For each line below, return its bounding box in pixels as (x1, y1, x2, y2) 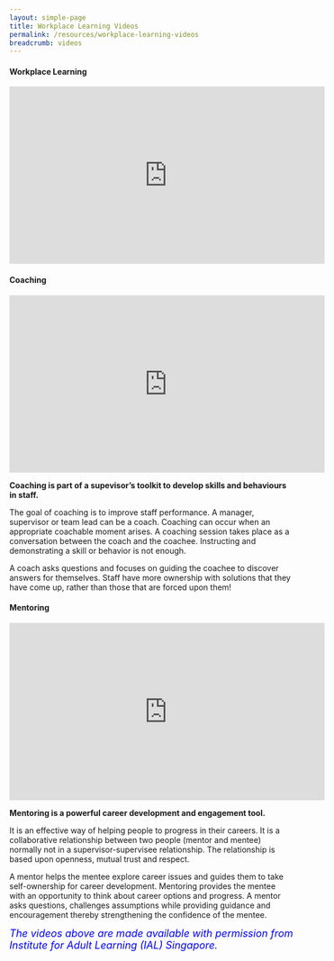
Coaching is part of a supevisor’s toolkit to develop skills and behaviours (9, 479, 287, 491)
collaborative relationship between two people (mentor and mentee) (9, 834, 262, 845)
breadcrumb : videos (9, 38, 83, 48)
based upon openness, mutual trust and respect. (9, 853, 190, 865)
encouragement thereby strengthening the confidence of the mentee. (9, 909, 267, 920)
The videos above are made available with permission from (9, 927, 294, 939)
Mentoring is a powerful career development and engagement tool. (9, 807, 266, 818)
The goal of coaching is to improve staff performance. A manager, (9, 506, 255, 518)
